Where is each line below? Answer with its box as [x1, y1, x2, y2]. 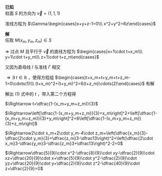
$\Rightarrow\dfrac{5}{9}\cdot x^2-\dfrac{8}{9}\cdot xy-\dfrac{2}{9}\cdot [5, 150, 155, 155]
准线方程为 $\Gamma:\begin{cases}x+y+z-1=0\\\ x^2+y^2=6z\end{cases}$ [5, 21, 156, 26]
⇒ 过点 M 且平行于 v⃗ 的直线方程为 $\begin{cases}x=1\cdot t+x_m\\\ [5, 48, 143, 54]
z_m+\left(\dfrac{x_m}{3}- [95, 130, 148, 136]
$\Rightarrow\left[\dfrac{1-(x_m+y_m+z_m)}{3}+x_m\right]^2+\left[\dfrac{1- [5, 110, 157, 116]
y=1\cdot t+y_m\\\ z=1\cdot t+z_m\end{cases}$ [5, 54, 99, 60]
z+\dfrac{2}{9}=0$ [5, 165, 43, 171]
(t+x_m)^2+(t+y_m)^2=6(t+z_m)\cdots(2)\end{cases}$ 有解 [35, 80, 155, 87]
